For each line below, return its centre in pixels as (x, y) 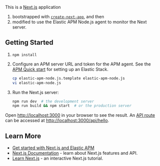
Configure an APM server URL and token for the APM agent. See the (81, 64)
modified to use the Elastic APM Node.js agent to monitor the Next (80, 22)
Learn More (23, 136)
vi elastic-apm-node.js (37, 83)
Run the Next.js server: (35, 92)
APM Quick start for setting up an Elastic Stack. (60, 69)
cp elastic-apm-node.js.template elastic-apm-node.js (68, 78)
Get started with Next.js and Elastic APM (53, 148)
